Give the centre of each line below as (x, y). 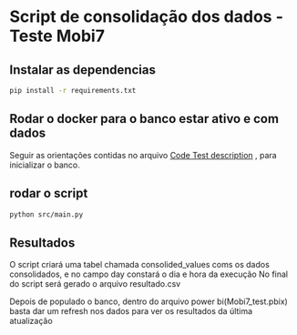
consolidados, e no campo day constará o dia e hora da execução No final (149, 274)
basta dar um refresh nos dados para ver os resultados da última (131, 311)
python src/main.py (46, 214)
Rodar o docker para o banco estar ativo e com (144, 119)
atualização (31, 321)
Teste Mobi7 (57, 36)
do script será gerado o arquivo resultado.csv (95, 284)
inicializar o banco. (45, 165)
